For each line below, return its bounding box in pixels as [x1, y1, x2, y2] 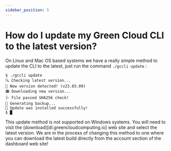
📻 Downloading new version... [5, 89, 72, 94]
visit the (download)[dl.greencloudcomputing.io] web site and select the [5, 124, 157, 131]
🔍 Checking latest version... [5, 78, 71, 83]
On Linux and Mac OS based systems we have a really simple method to [5, 57, 158, 63]
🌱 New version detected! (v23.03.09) [5, 83, 86, 89]
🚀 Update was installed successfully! [5, 105, 88, 111]
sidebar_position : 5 [5, 7, 50, 13]
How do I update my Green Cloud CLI [5, 29, 164, 41]
